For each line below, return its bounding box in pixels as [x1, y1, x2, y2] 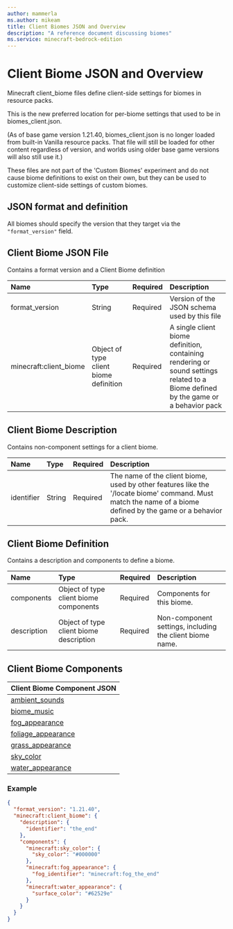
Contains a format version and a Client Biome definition [7, 265, 165, 274]
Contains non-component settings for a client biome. [7, 443, 158, 451]
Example [7, 784, 37, 794]
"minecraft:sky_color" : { [25, 845, 101, 852]
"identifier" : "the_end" [25, 825, 98, 832]
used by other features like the [110, 479, 209, 489]
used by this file [169, 311, 222, 320]
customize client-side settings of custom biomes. [7, 181, 148, 190]
